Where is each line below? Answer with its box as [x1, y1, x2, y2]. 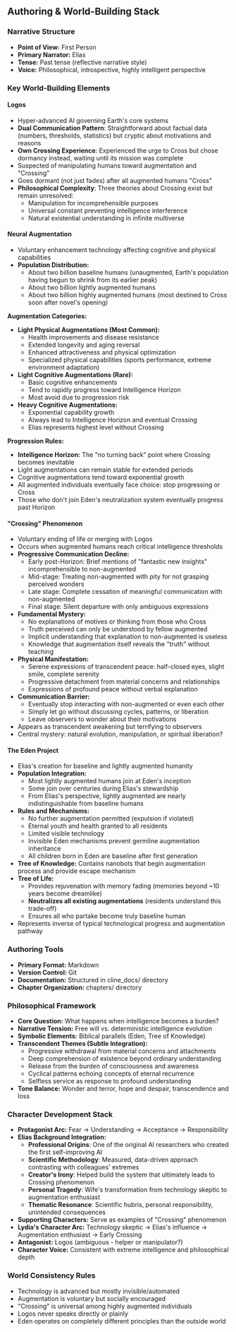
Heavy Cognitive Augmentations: [17, 400, 118, 409]
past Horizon [17, 503, 56, 511]
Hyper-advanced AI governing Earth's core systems [17, 116, 169, 124]
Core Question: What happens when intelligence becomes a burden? [17, 1017, 220, 1025]
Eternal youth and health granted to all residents [27, 822, 168, 831]
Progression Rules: [7, 437, 65, 446]
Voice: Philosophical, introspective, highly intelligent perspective [17, 65, 206, 73]
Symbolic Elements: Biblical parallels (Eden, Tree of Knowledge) [17, 1032, 206, 1040]
